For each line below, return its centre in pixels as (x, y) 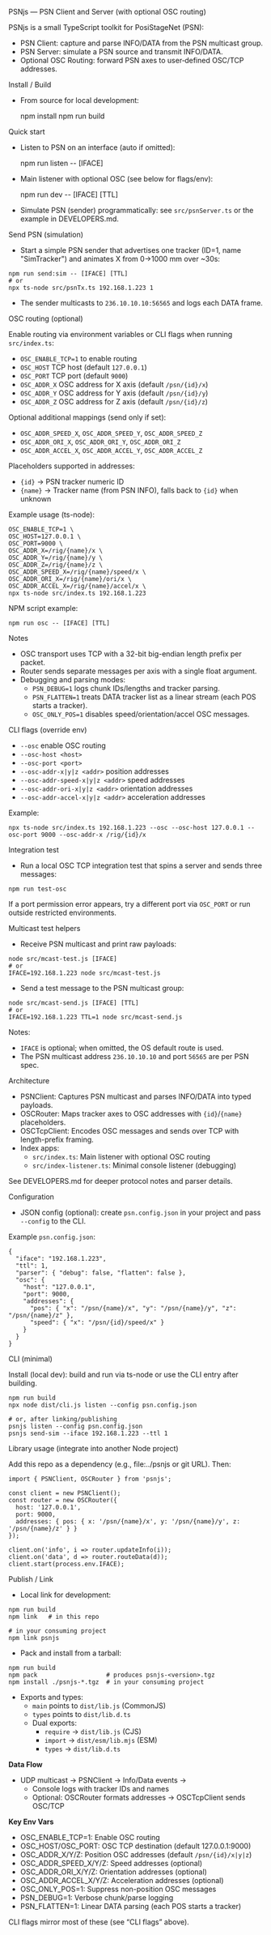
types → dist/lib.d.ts (83, 1749)
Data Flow (25, 1764)
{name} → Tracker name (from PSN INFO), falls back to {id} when (129, 490)
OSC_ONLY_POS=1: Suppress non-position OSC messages (118, 1889)
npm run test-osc (38, 889)
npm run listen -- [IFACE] (61, 163)
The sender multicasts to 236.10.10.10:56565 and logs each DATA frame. (141, 303)
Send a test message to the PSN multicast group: (102, 988)
